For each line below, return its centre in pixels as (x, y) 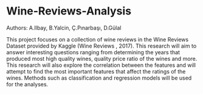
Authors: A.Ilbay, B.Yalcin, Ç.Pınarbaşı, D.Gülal (64, 28)
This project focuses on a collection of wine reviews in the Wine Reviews (98, 39)
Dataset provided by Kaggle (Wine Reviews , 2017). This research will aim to (101, 46)
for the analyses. (27, 84)
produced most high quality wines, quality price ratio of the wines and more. (102, 58)
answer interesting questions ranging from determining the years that (93, 52)
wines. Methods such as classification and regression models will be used (99, 78)
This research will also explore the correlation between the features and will (101, 65)
